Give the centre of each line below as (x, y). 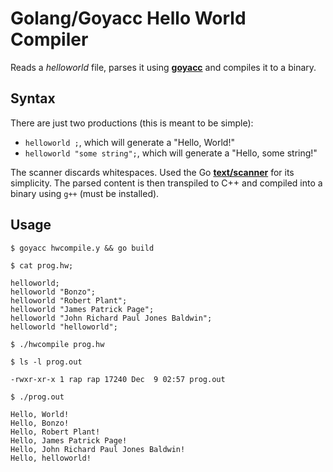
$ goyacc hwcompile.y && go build (82, 248)
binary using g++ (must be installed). (85, 193)
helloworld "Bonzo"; (53, 292)
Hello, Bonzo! (40, 423)
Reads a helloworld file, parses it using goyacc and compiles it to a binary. (163, 67)
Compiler (49, 39)
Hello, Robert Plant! (55, 432)
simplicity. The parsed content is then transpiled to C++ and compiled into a (166, 183)
